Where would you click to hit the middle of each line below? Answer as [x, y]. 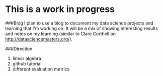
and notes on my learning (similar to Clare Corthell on [61, 33]
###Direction [19, 48]
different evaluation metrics [41, 69]
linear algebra [27, 58]
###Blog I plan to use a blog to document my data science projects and [79, 23]
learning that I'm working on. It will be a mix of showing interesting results [82, 28]
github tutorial [27, 63]
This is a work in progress [60, 9]
